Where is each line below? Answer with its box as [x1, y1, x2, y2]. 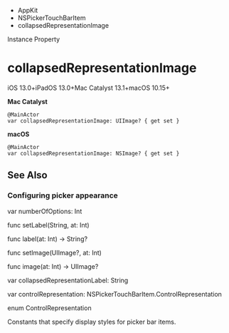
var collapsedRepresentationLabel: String [7, 276, 129, 285]
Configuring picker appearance [7, 190, 119, 200]
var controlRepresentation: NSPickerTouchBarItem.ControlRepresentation [7, 290, 223, 298]
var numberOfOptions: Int [7, 207, 82, 215]
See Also [7, 169, 48, 181]
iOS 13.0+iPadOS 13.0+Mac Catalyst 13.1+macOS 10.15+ [7, 83, 171, 92]
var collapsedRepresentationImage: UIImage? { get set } [7, 117, 180, 124]
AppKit [17, 6, 38, 14]
